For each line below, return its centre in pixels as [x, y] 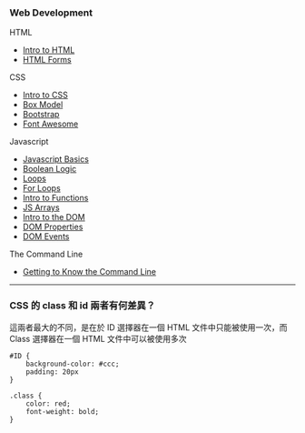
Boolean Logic [49, 169]
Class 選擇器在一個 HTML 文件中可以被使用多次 [98, 338]
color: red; [48, 403]
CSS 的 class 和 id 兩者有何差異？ [83, 306]
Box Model [43, 105]
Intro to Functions [55, 198]
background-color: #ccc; [73, 364]
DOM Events [46, 237]
